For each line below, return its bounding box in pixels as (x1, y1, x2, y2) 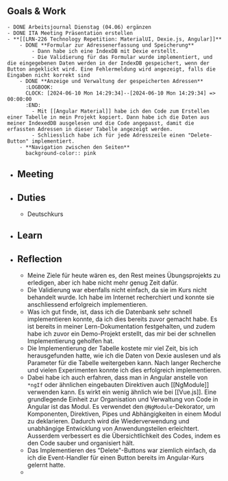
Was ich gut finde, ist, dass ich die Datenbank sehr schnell (27, 308, 192, 316)
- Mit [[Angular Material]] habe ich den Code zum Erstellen (31, 108, 210, 115)
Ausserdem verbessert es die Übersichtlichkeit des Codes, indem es (27, 432, 221, 440)
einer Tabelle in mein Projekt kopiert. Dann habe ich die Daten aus (7, 113, 210, 121)
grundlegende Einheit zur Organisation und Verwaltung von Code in (27, 395, 218, 403)
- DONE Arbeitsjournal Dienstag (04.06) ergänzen (7, 23, 152, 30)
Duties (16, 191, 46, 203)
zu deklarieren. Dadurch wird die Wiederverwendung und (27, 417, 190, 425)
